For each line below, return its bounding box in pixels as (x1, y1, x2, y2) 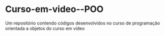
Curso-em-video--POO (5, 3, 104, 15)
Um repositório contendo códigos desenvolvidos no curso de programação (5, 20, 160, 26)
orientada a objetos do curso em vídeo (5, 25, 85, 31)
